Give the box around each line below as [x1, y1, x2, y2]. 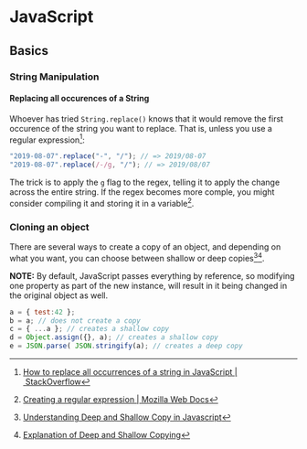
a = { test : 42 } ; [9, 307, 76, 316]
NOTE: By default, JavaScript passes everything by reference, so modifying [9, 270, 295, 281]
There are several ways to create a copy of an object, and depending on [9, 241, 281, 252]
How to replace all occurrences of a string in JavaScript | [22, 367, 238, 378]
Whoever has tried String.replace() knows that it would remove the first [9, 112, 284, 124]
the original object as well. [9, 290, 108, 301]
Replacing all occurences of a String [9, 93, 150, 104]
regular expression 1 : [9, 133, 85, 145]
